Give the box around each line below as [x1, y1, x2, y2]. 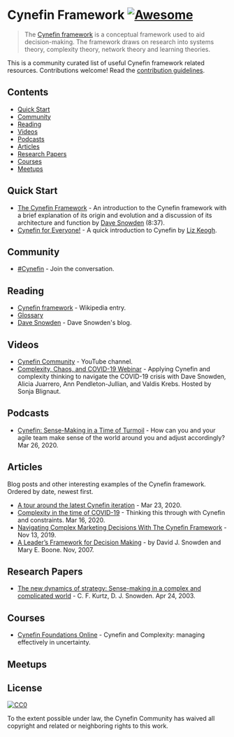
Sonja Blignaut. [17, 387, 61, 395]
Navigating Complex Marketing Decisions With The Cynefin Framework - [17, 523, 227, 532]
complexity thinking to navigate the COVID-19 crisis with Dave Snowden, [17, 372, 226, 380]
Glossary [17, 311, 44, 319]
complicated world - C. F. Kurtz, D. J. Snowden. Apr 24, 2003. [17, 592, 196, 600]
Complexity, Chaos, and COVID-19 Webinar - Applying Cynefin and [17, 365, 211, 373]
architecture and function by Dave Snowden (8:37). [17, 218, 166, 227]
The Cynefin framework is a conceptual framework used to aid [24, 30, 205, 39]
